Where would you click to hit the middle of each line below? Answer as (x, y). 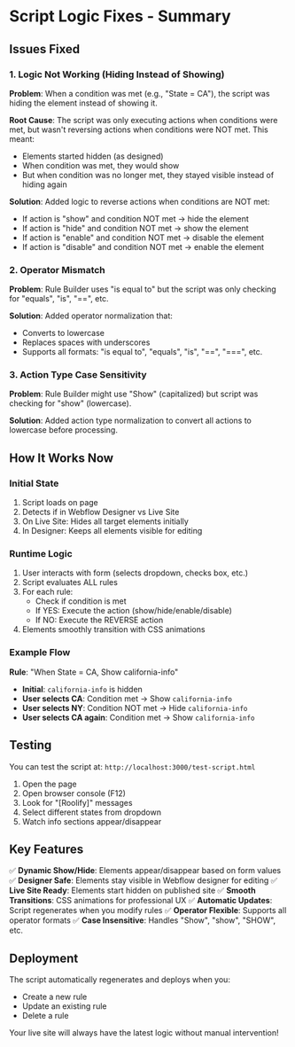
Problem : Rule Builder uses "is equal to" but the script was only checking (143, 289)
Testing (31, 745)
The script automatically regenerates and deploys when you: (120, 980)
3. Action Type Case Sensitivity (78, 375)
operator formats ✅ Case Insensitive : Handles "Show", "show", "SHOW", (143, 920)
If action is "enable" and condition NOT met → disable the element (143, 238)
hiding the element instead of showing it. (83, 103)
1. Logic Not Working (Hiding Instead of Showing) (117, 74)
